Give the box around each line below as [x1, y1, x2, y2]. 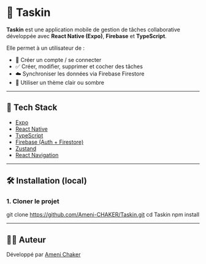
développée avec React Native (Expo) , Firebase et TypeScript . [6, 32, 167, 39]
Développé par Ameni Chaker [6, 251, 81, 258]
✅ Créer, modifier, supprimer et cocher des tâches [15, 63, 143, 70]
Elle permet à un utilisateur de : [6, 44, 85, 52]
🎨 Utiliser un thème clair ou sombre [15, 79, 105, 86]
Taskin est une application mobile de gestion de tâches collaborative [6, 26, 181, 33]
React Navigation [15, 151, 59, 158]
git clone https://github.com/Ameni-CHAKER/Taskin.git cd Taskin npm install [6, 211, 200, 219]
